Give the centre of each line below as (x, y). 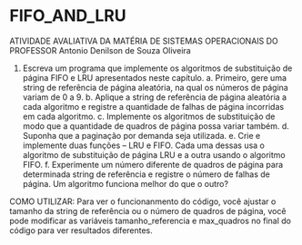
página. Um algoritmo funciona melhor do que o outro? (126, 183)
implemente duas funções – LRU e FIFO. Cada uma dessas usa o (144, 145)
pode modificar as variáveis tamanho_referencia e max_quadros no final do (150, 220)
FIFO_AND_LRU (68, 16)
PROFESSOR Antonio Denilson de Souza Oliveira (100, 50)
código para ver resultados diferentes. (81, 230)
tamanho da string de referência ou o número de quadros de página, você (148, 211)
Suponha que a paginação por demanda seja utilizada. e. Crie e (141, 135)
